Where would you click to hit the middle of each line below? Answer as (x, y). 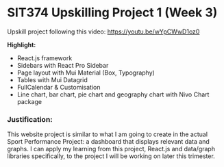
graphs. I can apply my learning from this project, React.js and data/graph (111, 149)
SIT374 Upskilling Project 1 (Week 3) (112, 13)
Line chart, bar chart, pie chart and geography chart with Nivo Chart (113, 94)
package (29, 101)
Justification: (30, 119)
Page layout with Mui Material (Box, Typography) (86, 73)
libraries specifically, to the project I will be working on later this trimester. (111, 156)
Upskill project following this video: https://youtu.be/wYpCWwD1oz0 (103, 31)
